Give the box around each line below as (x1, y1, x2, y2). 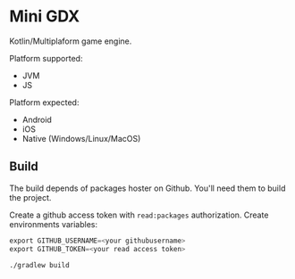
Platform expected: (9, 96, 80, 108)
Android (21, 114, 52, 125)
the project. (9, 192, 52, 202)
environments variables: (9, 218, 98, 229)
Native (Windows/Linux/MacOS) (21, 133, 141, 144)
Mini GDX (9, 6, 80, 27)
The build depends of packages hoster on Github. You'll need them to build (9, 183, 286, 193)
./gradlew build (9, 260, 70, 269)
